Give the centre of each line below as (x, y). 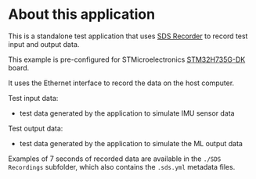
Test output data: (36, 128)
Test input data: (33, 98)
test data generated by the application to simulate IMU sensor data (127, 113)
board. (19, 67)
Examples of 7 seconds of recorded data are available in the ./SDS (115, 159)
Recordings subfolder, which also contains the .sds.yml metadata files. (122, 166)
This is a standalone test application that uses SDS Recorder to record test (128, 36)
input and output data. (44, 44)
